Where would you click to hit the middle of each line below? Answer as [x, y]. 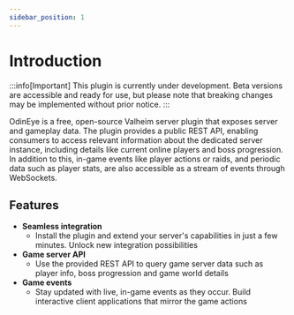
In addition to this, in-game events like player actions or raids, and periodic [145, 159]
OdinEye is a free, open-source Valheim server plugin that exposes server [143, 121]
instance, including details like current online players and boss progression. [147, 149]
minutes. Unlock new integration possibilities [117, 245]
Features [34, 205]
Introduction [56, 60]
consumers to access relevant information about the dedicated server [136, 140]
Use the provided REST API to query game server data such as [149, 264]
